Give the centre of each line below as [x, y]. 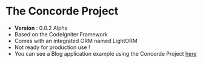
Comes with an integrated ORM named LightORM [76, 41]
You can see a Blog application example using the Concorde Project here [105, 53]
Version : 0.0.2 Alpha [41, 28]
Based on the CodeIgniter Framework [61, 34]
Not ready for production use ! [52, 47]
